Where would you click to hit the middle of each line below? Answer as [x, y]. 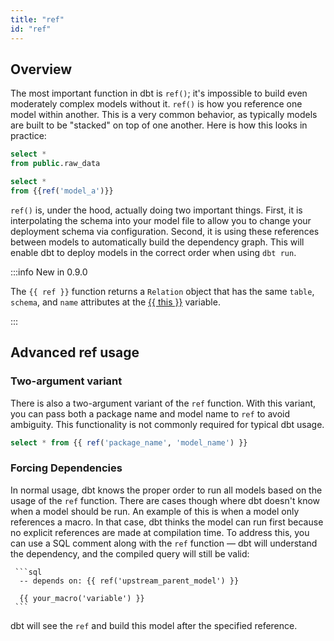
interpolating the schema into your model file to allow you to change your [161, 220]
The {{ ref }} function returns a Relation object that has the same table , [162, 291]
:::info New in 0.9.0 [49, 272]
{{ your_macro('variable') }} [82, 598]
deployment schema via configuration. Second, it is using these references [165, 231]
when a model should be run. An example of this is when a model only [155, 511]
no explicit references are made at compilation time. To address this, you [160, 532]
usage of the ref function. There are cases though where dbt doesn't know [165, 500]
